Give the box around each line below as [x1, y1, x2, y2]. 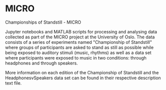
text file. [5, 80, 22, 86]
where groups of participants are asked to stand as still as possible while [5, 44, 154, 50]
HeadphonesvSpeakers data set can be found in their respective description [5, 75, 161, 81]
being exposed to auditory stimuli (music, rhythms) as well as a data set [5, 50, 152, 56]
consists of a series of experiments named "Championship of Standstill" [5, 39, 152, 45]
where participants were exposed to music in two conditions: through [5, 55, 147, 60]
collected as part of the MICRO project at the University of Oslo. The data [5, 34, 155, 40]
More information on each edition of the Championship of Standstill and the [5, 69, 159, 75]
